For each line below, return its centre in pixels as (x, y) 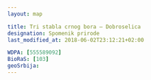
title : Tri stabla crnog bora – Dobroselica (74, 27)
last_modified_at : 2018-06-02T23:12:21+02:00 (75, 40)
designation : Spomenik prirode (54, 33)
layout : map (25, 14)
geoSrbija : (23, 66)
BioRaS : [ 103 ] (28, 59)
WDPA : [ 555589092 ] (34, 53)
